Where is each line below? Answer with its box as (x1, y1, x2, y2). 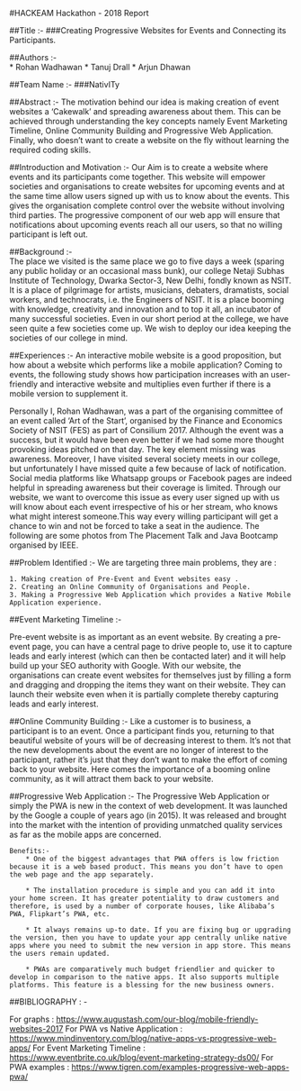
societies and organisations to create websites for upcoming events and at (9, 181, 286, 192)
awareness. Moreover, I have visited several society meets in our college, (9, 454, 280, 464)
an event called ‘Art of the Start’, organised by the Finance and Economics (9, 415, 283, 426)
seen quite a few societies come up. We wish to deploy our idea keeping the (9, 323, 292, 333)
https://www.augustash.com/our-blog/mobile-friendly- (56, 1014, 259, 1024)
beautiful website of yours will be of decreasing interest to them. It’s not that (9, 735, 292, 746)
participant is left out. (9, 229, 88, 240)
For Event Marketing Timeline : (32, 1042, 146, 1053)
